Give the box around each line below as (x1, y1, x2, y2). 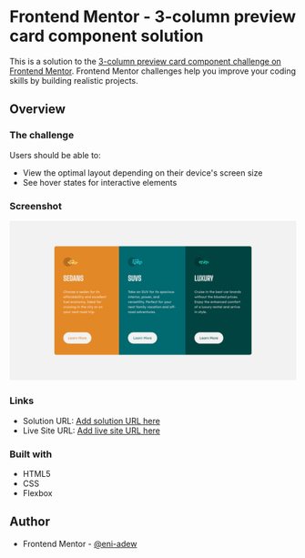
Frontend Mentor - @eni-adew (22, 538, 137, 549)
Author (9, 514, 50, 530)
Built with (9, 448, 53, 461)
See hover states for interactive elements (22, 177, 178, 188)
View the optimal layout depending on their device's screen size (22, 167, 263, 178)
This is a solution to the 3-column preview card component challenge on (9, 56, 282, 66)
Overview (9, 102, 66, 117)
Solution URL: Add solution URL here (22, 415, 161, 426)
